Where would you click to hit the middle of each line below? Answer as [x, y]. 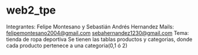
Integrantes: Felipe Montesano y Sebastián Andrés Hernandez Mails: [90, 27]
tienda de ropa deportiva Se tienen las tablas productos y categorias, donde [99, 39]
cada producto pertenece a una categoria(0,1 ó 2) [67, 46]
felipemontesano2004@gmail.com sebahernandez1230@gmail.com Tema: [98, 33]
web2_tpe [31, 10]
